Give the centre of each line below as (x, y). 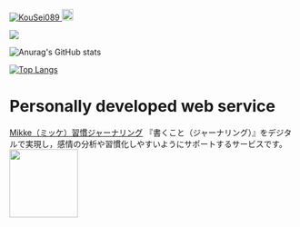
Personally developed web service (142, 107)
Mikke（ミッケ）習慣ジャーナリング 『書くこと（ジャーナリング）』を (139, 133)
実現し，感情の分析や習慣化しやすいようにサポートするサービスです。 (156, 143)
